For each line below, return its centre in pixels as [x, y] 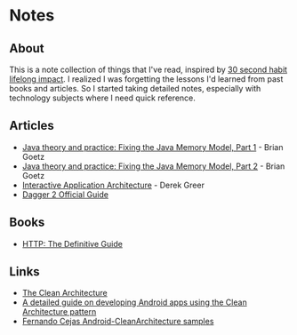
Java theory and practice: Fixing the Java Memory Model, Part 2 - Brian [153, 166]
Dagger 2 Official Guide [65, 194]
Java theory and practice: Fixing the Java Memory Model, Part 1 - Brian [153, 147]
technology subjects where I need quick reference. [102, 98]
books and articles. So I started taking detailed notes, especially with [135, 88]
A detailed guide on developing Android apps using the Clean [134, 302]
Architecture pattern [59, 312]
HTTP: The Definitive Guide [72, 243]
